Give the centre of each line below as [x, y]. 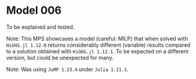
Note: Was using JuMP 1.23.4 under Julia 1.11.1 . [67, 69]
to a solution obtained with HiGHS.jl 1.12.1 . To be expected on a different [97, 51]
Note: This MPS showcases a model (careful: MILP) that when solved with [97, 38]
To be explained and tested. [40, 27]
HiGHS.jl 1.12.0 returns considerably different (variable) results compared [98, 45]
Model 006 [34, 10]
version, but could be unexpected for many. [60, 57]
